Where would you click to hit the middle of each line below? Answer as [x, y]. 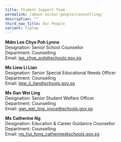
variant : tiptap [22, 28]
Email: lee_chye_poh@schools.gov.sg [43, 58]
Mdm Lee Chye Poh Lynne [32, 42]
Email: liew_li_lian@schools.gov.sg [40, 83]
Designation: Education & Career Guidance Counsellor [60, 124]
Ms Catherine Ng [23, 118]
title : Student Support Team [35, 10]
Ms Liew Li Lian [21, 68]
